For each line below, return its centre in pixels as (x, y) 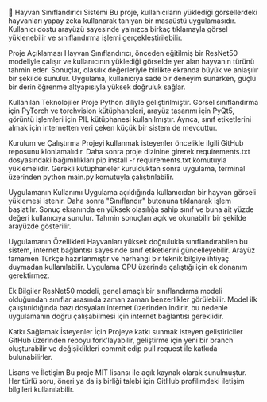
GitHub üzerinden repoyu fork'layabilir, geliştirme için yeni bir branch (121, 340)
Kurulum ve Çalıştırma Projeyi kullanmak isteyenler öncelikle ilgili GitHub (126, 143)
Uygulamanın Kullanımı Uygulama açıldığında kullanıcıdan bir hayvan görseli (132, 192)
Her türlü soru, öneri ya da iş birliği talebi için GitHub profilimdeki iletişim (126, 381)
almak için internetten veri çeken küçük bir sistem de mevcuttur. (113, 128)
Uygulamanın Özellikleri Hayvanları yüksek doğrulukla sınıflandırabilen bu (128, 242)
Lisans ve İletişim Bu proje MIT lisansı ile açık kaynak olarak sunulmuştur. (128, 373)
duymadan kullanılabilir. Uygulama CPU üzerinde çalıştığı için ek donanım (128, 267)
